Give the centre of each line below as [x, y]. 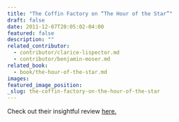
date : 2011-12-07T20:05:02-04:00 [56, 26]
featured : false [31, 33]
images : [18, 78]
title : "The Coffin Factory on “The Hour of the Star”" [90, 14]
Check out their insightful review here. [62, 112]
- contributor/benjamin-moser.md [62, 59]
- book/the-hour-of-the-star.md [61, 72]
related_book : [28, 66]
